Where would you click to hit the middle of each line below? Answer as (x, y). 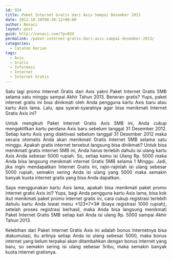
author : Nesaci (21, 24)
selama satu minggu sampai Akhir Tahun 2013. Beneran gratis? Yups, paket (86, 97)
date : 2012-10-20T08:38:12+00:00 (41, 19)
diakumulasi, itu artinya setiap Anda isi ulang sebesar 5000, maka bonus (86, 235)
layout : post (19, 29)
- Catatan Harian (28, 48)
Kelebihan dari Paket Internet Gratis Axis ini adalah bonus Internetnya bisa (86, 230)
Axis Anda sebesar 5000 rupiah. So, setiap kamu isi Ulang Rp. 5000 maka (86, 156)
